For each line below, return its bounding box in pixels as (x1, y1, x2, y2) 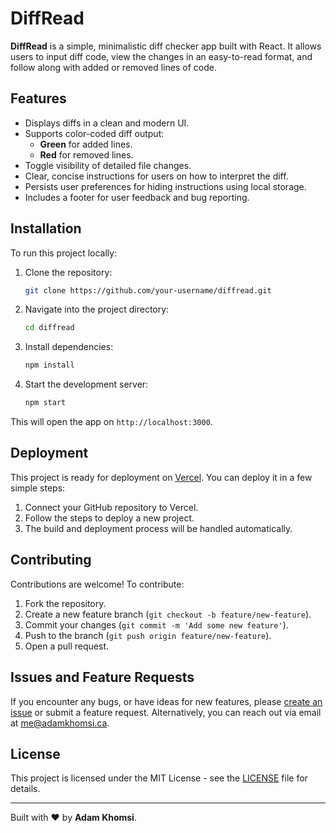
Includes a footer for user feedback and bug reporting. (24, 191, 250, 203)
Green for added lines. (39, 138, 133, 150)
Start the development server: (24, 378, 149, 391)
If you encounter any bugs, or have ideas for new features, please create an (10, 695, 323, 707)
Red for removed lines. (39, 148, 134, 161)
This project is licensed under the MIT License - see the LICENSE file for (10, 772, 308, 784)
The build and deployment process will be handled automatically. (24, 522, 293, 534)
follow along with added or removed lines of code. (10, 61, 217, 73)
